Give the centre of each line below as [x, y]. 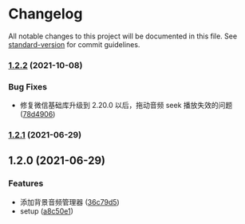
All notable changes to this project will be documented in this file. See [123, 36]
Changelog [45, 14]
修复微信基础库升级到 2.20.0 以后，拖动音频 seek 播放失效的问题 [126, 106]
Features [26, 183]
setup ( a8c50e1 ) [46, 211]
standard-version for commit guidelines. [74, 44]
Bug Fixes [28, 86]
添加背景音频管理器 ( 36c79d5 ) [69, 202]
